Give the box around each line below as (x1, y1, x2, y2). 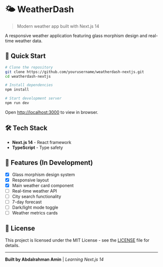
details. (5, 242, 20, 248)
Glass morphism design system (12, 171, 75, 178)
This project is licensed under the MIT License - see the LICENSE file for (5, 237, 149, 243)
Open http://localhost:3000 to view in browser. (5, 109, 98, 115)
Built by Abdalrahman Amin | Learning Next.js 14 (5, 256, 104, 262)
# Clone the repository (5, 65, 53, 70)
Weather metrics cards (12, 210, 58, 215)
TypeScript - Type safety (12, 144, 63, 150)
